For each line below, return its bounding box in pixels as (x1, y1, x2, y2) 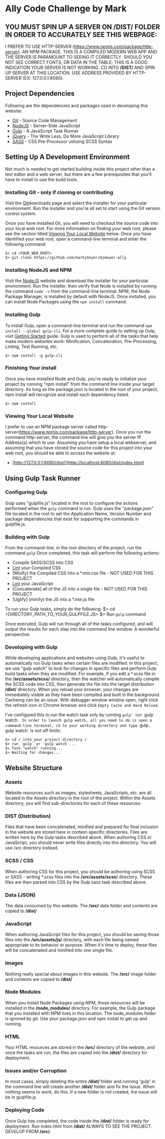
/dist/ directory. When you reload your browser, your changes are (5, 687, 139, 693)
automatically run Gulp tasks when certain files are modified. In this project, (5, 660, 159, 666)
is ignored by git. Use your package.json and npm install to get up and (5, 1015, 147, 1021)
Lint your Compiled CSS (12, 565, 61, 571)
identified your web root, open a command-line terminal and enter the (5, 236, 147, 242)
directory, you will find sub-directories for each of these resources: (5, 800, 141, 806)
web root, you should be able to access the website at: (5, 450, 116, 456)
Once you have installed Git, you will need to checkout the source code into (5, 220, 159, 226)
